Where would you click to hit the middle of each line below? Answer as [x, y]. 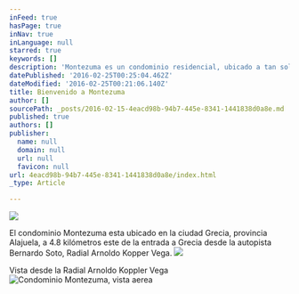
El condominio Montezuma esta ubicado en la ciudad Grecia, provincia [138, 233]
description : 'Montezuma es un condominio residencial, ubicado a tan [143, 68]
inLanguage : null [41, 42]
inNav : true [31, 34]
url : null [35, 158]
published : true [39, 117]
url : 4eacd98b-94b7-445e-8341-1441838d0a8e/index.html [113, 175]
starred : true [36, 51]
